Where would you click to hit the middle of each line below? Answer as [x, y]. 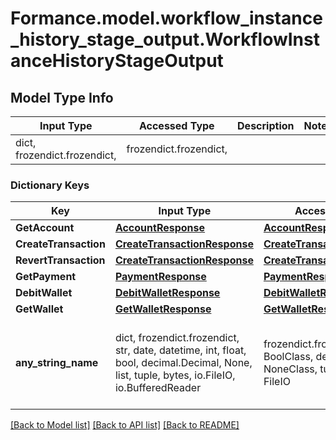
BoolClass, [288, 357]
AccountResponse [160, 228]
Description [266, 125]
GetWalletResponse [163, 309]
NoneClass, [290, 369]
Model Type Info [62, 97]
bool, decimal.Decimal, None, [183, 363]
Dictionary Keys [50, 185]
